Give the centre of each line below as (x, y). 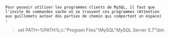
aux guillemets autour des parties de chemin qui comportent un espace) (83, 16)
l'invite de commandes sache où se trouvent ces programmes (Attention (82, 12)
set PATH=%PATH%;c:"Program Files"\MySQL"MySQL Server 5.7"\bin (91, 30)
